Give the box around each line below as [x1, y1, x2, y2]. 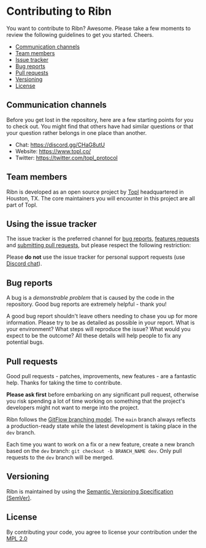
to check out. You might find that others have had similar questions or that [6, 123, 194, 130]
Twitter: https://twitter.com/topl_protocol [15, 154, 118, 161]
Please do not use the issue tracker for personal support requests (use [6, 253, 185, 261]
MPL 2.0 [6, 535, 28, 542]
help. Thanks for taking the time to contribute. [6, 379, 123, 386]
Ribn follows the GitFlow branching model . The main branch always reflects [6, 416, 196, 423]
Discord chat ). [6, 260, 42, 267]
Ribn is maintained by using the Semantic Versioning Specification [6, 487, 174, 495]
